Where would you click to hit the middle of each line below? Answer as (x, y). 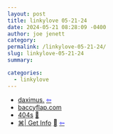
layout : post (27, 14)
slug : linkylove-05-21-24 (45, 54)
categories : (25, 73)
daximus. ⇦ (34, 99)
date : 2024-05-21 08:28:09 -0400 (57, 27)
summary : (20, 60)
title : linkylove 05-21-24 (47, 21)
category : (22, 40)
